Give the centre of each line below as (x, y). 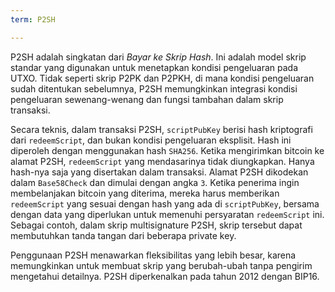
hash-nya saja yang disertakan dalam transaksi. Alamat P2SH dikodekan (159, 172)
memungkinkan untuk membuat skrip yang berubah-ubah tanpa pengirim (161, 265)
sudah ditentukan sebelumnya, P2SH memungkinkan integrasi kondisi (154, 88)
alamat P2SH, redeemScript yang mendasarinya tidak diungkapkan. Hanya (162, 161)
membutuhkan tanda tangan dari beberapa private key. (123, 235)
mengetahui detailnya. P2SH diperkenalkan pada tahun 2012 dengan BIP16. (165, 276)
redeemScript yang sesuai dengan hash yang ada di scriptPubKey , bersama (165, 203)
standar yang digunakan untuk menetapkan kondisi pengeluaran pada (154, 67)
